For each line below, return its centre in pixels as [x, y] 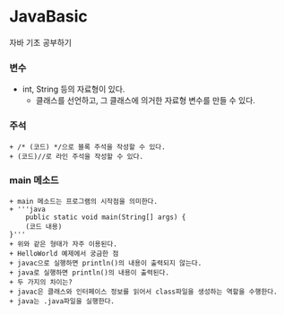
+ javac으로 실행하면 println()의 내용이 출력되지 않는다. [106, 263]
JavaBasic [48, 17]
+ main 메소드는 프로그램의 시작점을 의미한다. [84, 201]
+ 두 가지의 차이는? [41, 282]
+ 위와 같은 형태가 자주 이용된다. [64, 244]
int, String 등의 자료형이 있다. [73, 89]
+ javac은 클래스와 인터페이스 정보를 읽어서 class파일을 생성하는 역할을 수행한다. [143, 292]
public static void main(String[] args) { [106, 217]
